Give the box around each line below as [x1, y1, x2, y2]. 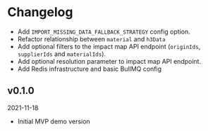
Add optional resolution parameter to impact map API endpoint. [17, 57, 202, 65]
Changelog [7, 4, 73, 20]
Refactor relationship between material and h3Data [17, 34, 166, 43]
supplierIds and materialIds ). [17, 50, 106, 58]
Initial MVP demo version [17, 117, 90, 125]
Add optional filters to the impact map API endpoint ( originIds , [17, 42, 201, 50]
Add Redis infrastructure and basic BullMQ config [17, 64, 162, 73]
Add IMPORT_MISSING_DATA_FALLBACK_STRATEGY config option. [17, 27, 190, 36]
